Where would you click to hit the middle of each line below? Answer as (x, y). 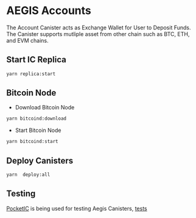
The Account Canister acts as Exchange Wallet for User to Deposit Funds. (99, 27)
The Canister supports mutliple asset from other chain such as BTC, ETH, (98, 34)
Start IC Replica (37, 60)
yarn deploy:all (28, 175)
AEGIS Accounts (49, 11)
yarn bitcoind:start (33, 142)
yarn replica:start (31, 74)
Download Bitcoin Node (45, 107)
